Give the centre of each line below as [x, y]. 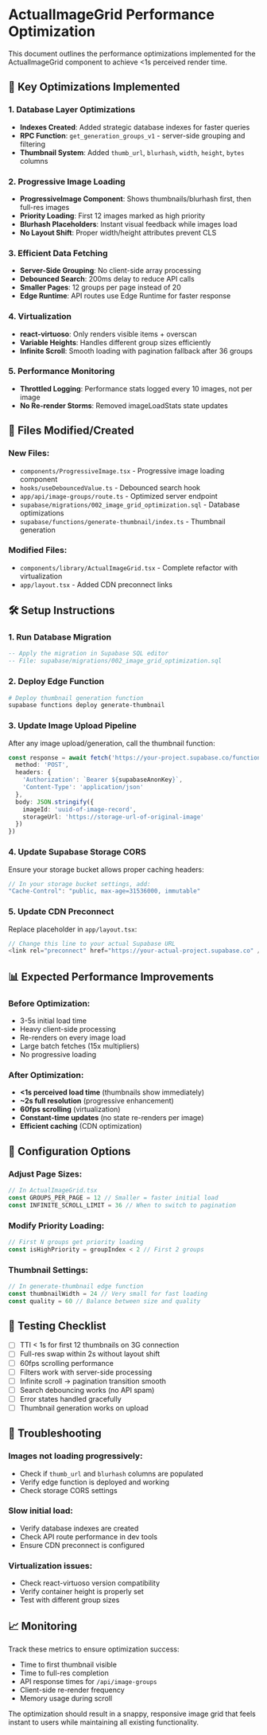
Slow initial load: [41, 1511]
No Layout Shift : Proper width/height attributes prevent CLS [118, 232]
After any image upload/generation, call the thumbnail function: [112, 743]
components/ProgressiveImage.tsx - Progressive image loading [122, 470]
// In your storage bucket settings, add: [79, 884]
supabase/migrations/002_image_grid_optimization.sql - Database [130, 504]
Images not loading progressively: [75, 1456]
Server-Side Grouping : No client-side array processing [110, 270]
